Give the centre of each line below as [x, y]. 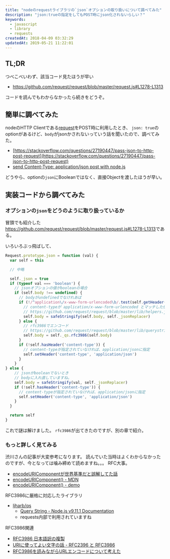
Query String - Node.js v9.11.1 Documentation [67, 511]
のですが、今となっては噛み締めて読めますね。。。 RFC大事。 [68, 463]
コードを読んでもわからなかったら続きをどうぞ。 [56, 97]
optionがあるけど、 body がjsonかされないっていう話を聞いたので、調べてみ [82, 134]
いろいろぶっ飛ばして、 [30, 246]
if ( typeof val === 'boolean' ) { [45, 283]
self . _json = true [29, 279]
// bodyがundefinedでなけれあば [50, 298]
